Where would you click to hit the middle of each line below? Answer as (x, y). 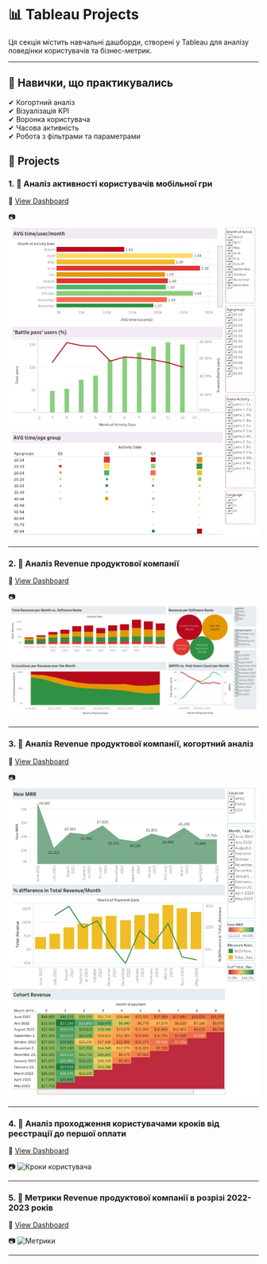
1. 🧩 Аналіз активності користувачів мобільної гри (110, 184)
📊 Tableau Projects (74, 15)
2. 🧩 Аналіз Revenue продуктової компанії (94, 563)
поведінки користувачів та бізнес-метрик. (80, 50)
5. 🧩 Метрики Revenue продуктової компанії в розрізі (116, 1197)
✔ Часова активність (44, 127)
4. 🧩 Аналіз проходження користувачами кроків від (114, 1123)
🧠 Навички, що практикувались (91, 83)
